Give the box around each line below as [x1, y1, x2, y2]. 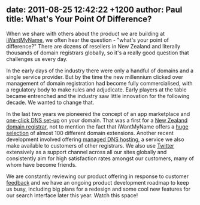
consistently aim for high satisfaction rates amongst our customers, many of [6, 155, 195, 162]
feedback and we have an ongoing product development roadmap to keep [6, 179, 190, 186]
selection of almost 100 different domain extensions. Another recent [6, 129, 174, 136]
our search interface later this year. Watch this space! [6, 191, 138, 199]
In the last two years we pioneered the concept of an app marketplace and [6, 110, 190, 117]
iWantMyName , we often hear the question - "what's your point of [6, 36, 169, 44]
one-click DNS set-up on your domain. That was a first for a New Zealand [6, 117, 188, 124]
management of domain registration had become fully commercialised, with [6, 79, 193, 87]
